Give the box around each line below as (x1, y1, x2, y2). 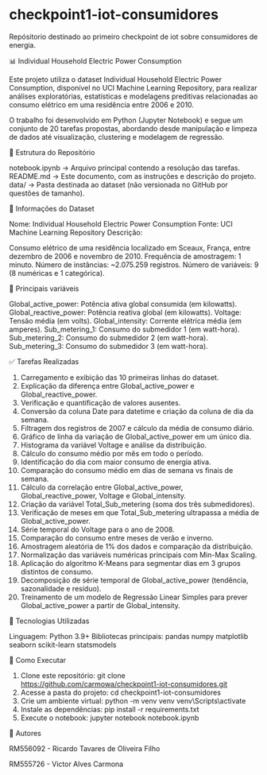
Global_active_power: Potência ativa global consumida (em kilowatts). (9, 299, 238, 308)
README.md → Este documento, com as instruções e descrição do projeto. (9, 171, 257, 180)
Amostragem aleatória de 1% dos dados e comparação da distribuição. (20, 541, 253, 551)
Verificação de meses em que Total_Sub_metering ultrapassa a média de (20, 507, 260, 517)
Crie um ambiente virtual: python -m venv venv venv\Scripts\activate (20, 696, 246, 705)
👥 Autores (9, 728, 42, 738)
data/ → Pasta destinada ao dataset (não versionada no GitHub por (9, 180, 229, 189)
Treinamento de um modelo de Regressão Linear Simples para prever (20, 592, 249, 602)
